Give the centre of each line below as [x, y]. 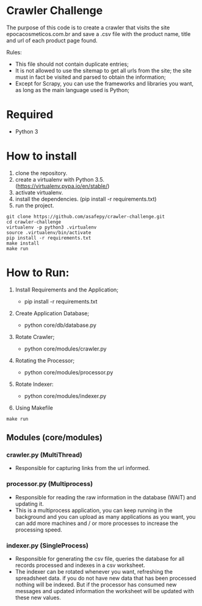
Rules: [14, 52]
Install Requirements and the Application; [67, 290]
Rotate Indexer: [34, 384]
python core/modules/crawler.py [65, 349]
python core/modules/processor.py [69, 372]
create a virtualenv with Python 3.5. [60, 179]
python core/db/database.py [60, 325]
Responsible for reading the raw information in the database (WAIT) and [106, 497]
